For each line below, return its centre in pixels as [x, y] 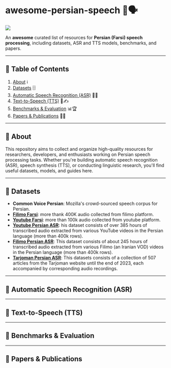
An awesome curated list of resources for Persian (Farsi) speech [74, 37]
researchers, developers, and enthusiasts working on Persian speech [78, 154]
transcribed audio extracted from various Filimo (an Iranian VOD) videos [88, 247]
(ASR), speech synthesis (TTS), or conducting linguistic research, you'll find [85, 165]
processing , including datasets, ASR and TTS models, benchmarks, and [81, 43]
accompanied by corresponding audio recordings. [65, 269]
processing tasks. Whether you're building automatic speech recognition [81, 160]
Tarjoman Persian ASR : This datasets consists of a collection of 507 [84, 258]
